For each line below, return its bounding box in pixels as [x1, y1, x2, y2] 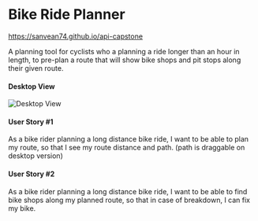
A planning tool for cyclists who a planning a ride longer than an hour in [8, 46, 240, 56]
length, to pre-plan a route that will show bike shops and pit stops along [8, 55, 241, 64]
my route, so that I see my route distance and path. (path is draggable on [8, 143, 245, 153]
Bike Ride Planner [8, 6, 125, 24]
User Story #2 [8, 169, 55, 179]
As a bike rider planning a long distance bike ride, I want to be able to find [8, 186, 248, 196]
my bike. [8, 203, 36, 213]
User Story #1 [8, 116, 54, 127]
